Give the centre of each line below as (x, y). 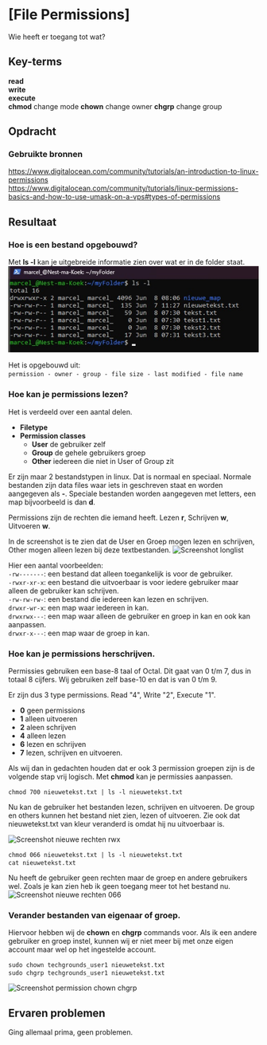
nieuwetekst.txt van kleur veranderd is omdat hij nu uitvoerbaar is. (116, 823)
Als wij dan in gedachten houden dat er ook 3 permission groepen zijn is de (132, 768)
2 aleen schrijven (48, 727)
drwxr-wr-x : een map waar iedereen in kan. (79, 607)
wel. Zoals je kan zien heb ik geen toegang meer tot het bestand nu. (119, 886)
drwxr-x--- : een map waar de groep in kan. (79, 633)
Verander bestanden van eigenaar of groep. (95, 915)
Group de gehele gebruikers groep (89, 453)
